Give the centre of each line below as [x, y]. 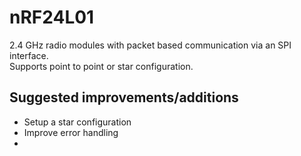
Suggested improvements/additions [124, 97]
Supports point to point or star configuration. [101, 66]
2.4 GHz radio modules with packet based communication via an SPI [150, 45]
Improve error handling [71, 132]
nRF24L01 [52, 17]
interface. [29, 55]
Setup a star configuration [77, 122]
